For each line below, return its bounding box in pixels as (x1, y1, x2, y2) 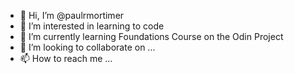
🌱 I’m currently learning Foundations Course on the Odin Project (19, 31, 284, 42)
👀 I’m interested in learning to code (19, 20, 165, 32)
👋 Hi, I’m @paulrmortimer (19, 10, 125, 21)
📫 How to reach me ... (19, 53, 113, 64)
